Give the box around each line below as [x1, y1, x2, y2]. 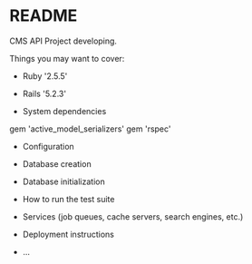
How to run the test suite [22, 193, 115, 204]
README [9, 5, 78, 26]
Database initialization [22, 176, 106, 187]
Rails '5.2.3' [22, 88, 66, 99]
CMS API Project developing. [9, 35, 118, 46]
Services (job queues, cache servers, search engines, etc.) [22, 210, 244, 222]
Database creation [22, 158, 92, 169]
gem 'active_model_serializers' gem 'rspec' [9, 123, 171, 134]
